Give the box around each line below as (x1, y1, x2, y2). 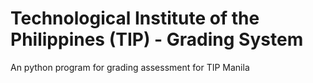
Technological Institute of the (10, 7, 260, 30)
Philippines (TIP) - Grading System (10, 28, 304, 51)
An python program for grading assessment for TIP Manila (10, 61, 250, 73)
